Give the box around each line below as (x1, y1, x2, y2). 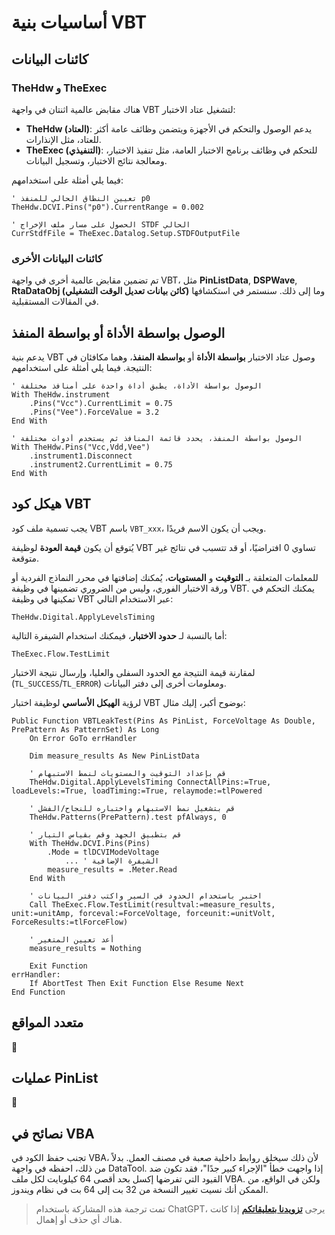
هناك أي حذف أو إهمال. (35, 1214, 123, 1226)
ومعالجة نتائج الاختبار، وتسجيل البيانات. (25, 154, 168, 166)
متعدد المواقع (11, 1014, 84, 1031)
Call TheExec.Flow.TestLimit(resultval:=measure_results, (29, 899, 276, 910)
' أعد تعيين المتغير (29, 934, 115, 945)
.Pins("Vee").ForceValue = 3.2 (29, 407, 160, 417)
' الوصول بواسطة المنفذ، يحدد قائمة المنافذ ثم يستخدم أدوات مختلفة (11, 433, 303, 443)
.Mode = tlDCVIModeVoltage (47, 847, 160, 857)
